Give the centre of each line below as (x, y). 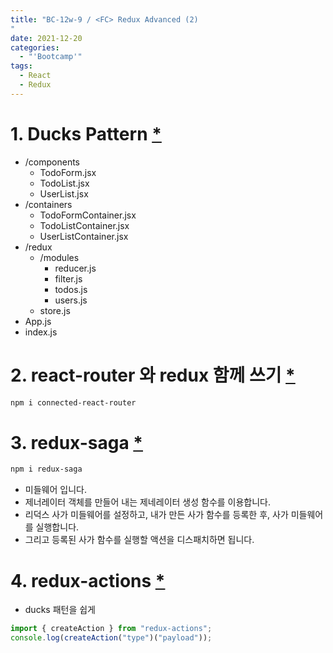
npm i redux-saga (46, 469)
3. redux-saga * (76, 442)
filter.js (68, 278)
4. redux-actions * (88, 580)
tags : (21, 66)
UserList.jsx (64, 193)
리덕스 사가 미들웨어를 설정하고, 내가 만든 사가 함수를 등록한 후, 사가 (156, 515)
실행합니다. (57, 527)
